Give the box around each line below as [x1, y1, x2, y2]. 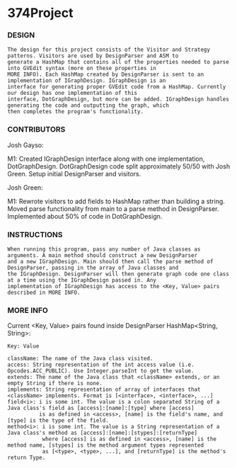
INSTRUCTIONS [7, 229, 63, 239]
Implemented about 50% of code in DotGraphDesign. [7, 212, 163, 220]
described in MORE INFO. [7, 289, 81, 297]
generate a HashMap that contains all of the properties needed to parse [7, 59, 230, 66]
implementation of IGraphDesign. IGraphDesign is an [7, 77, 166, 84]
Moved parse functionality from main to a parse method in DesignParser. [7, 204, 219, 213]
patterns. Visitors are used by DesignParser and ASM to [7, 52, 179, 59]
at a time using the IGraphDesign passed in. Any [7, 277, 157, 284]
